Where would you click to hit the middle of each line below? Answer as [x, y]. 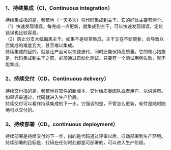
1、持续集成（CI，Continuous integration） [59, 8]
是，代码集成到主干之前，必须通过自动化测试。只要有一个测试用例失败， [81, 58]
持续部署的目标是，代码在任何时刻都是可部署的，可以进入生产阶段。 [77, 142]
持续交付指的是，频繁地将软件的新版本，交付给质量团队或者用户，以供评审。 [85, 91]
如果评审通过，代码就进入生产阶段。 [43, 97]
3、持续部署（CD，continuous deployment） [62, 124]
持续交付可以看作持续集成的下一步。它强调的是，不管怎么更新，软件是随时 [83, 103]
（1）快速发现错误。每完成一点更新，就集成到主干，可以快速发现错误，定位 [84, 26]
